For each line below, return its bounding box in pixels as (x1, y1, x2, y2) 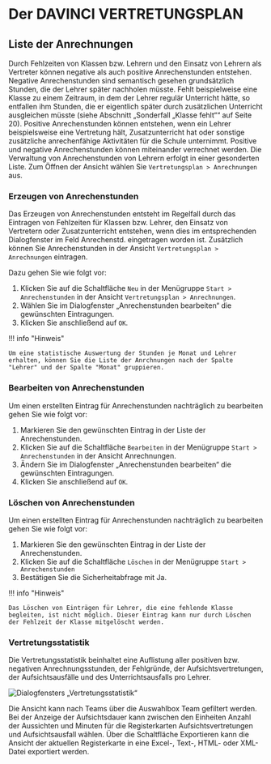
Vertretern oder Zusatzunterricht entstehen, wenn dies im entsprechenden (8, 226, 257, 236)
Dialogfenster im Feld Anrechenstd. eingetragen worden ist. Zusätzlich (8, 235, 243, 245)
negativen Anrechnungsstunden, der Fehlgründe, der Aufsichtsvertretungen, (8, 664, 264, 673)
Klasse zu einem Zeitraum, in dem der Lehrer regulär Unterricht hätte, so (8, 93, 251, 102)
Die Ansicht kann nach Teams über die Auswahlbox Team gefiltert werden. (8, 704, 257, 714)
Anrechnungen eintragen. (8, 252, 88, 262)
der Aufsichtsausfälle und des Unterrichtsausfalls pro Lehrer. (8, 672, 212, 682)
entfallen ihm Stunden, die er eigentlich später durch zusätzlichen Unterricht (8, 102, 263, 111)
